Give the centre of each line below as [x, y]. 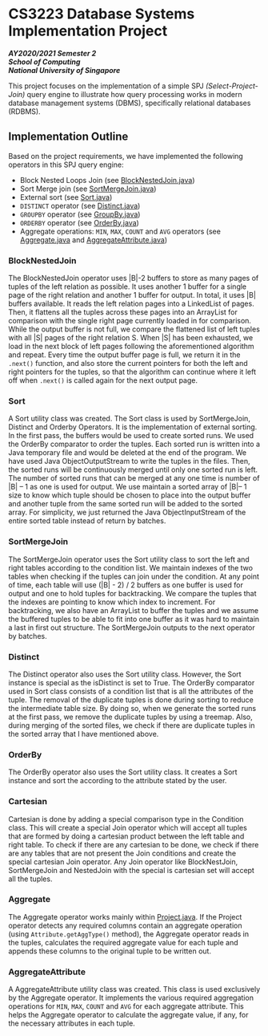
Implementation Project [88, 31]
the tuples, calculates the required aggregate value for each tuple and [123, 942]
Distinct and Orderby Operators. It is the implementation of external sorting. [133, 427]
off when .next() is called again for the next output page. [103, 380]
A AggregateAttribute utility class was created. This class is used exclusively [134, 989]
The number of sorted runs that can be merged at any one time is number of [134, 478]
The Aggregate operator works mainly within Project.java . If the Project [125, 916]
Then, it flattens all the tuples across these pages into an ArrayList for [123, 312]
